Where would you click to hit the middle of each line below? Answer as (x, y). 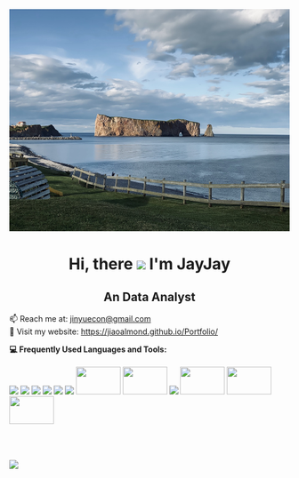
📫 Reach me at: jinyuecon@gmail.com (80, 319)
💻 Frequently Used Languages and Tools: (88, 349)
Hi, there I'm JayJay (149, 264)
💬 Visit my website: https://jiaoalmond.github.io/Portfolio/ (114, 331)
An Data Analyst (149, 297)
